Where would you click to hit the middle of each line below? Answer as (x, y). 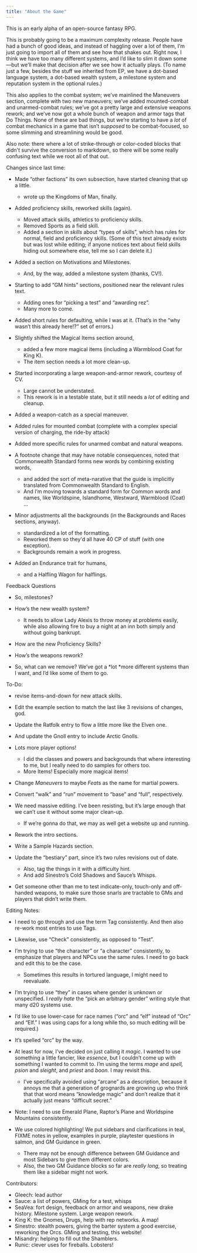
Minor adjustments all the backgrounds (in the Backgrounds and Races (100, 515)
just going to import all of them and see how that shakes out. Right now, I (94, 52)
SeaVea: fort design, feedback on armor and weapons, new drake (94, 1207)
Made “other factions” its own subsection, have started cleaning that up (101, 179)
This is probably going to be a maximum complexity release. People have (94, 39)
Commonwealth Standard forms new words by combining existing (94, 461)
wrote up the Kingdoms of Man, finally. (70, 196)
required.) (27, 1028)
